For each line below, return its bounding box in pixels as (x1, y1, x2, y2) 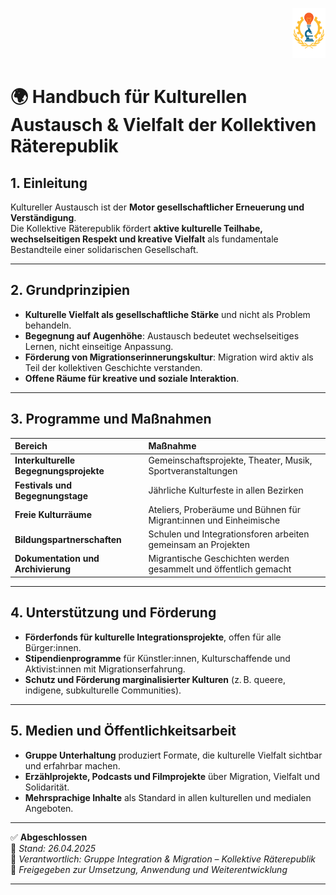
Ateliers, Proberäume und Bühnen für (148, 503, 302, 515)
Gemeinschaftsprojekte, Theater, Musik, (148, 454, 313, 467)
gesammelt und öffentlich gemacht (148, 563, 292, 575)
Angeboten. (24, 802, 74, 814)
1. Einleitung (10, 174, 88, 192)
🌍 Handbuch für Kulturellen (10, 86, 248, 108)
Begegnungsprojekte (14, 465, 105, 477)
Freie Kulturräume (14, 509, 92, 521)
